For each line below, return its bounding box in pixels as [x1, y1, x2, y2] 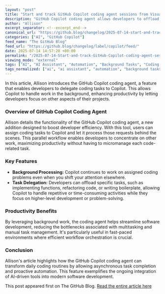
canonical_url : [5, 30, 36, 35]
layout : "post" [5, 7, 36, 12]
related [5, 146, 20, 152]
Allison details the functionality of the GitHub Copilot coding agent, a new [5, 119, 154, 126]
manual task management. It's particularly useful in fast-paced [5, 229, 132, 235]
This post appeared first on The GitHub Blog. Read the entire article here [5, 283, 152, 289]
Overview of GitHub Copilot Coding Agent [5, 108, 107, 115]
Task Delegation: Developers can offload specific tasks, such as [12, 179, 143, 185]
